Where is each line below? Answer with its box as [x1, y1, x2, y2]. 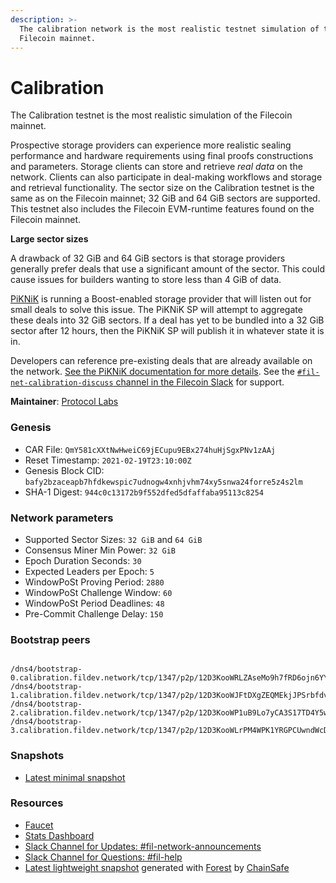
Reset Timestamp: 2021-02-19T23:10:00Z [24, 454, 192, 466]
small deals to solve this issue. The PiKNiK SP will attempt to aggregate [10, 304, 303, 316]
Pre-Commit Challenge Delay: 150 [24, 607, 164, 620]
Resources [10, 796, 64, 810]
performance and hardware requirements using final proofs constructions [10, 150, 314, 162]
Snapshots [10, 749, 65, 763]
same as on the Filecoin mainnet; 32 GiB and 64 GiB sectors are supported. [10, 192, 321, 205]
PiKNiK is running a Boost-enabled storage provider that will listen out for [10, 293, 312, 305]
